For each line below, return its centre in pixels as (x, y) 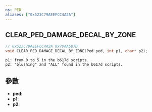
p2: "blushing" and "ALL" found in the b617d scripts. (64, 65)
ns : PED (13, 10)
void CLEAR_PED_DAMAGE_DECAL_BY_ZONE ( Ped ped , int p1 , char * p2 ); (77, 51)
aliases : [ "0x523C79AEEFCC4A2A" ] (40, 15)
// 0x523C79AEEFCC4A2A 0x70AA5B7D (42, 46)
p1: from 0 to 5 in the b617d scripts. (47, 60)
